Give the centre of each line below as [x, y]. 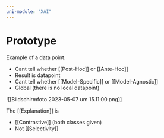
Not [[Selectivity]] [37, 129]
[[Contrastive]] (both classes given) [58, 122]
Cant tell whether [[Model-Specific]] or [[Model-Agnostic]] [86, 81]
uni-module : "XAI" [29, 12]
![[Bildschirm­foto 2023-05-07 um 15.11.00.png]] [64, 99]
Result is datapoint [37, 75]
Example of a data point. [36, 57]
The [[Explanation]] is [33, 111]
